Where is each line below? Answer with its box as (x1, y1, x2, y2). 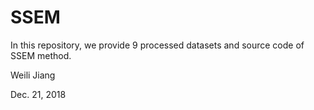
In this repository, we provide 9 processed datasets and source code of (10, 39, 305, 51)
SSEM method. (10, 49, 72, 61)
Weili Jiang (10, 69, 56, 81)
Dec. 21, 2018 (10, 88, 67, 100)
